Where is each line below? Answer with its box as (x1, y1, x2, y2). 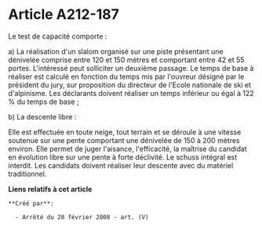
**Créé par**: (8, 199, 55, 208)
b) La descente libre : (8, 112, 77, 121)
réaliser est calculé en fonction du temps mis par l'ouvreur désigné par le (8, 72, 245, 81)
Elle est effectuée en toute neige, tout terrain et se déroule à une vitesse (8, 127, 242, 137)
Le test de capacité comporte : (8, 31, 107, 41)
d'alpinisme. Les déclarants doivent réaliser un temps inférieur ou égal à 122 (8, 88, 255, 97)
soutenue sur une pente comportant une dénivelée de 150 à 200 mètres (8, 135, 241, 145)
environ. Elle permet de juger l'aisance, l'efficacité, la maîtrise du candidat (8, 144, 247, 153)
